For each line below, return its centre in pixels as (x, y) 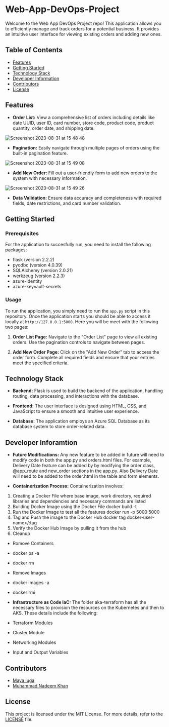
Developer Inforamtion (41, 443)
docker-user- (141, 517)
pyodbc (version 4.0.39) (38, 265)
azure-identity (27, 281)
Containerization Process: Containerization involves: (68, 486)
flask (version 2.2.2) (33, 260)
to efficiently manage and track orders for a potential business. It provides (82, 28)
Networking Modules (34, 642)
